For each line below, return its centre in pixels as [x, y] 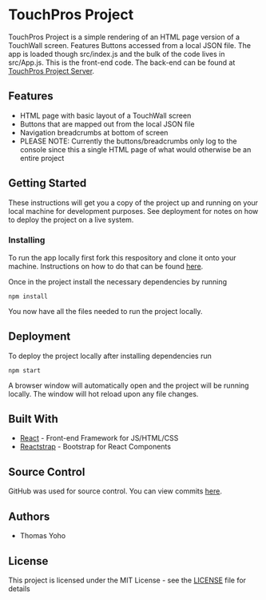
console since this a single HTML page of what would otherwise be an [135, 149]
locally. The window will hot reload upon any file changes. [103, 393]
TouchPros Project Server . [51, 70]
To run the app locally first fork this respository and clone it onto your [123, 257]
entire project [42, 158]
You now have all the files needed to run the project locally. [105, 311]
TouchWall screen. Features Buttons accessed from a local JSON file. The [130, 45]
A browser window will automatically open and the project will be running [129, 385]
